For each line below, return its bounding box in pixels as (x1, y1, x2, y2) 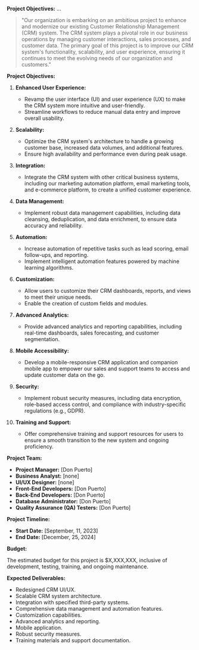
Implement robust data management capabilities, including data (24, 209, 181, 216)
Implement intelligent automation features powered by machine (24, 258, 180, 265)
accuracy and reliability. (24, 222, 83, 229)
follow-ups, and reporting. (24, 252, 89, 258)
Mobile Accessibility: (15, 347, 69, 354)
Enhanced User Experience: (15, 84, 86, 91)
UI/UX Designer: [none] (15, 479, 74, 485)
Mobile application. (15, 624, 63, 631)
